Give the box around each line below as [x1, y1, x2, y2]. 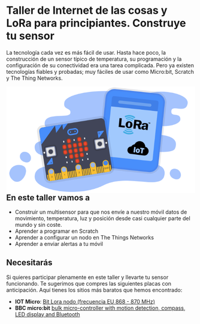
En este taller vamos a [6, 193, 90, 203]
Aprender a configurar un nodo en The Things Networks [14, 233, 154, 241]
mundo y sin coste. [14, 221, 62, 228]
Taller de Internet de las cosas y [6, 4, 168, 17]
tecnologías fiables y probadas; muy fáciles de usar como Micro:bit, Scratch [6, 68, 195, 75]
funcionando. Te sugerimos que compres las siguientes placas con [6, 280, 172, 287]
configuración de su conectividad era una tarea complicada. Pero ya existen [6, 61, 195, 69]
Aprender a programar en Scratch [14, 227, 99, 235]
